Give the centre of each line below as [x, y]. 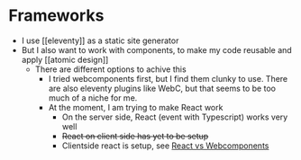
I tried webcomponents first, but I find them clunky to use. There [168, 78]
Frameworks [56, 16]
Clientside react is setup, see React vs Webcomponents [165, 146]
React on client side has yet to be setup [135, 136]
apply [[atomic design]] [65, 59]
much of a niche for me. [93, 98]
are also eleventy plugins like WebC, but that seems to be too [162, 88]
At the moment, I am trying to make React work [136, 107]
